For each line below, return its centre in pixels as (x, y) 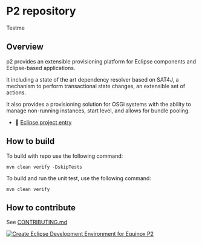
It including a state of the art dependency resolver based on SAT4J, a (93, 79)
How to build (31, 141)
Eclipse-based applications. (41, 68)
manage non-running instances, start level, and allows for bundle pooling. (98, 111)
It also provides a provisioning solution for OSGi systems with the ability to (99, 104)
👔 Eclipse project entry (43, 122)
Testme (16, 28)
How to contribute (41, 208)
